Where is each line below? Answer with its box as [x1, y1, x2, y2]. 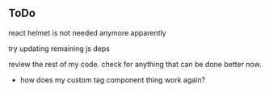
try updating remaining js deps [8, 44, 111, 53]
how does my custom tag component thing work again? [19, 74, 206, 84]
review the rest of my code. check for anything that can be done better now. [8, 59, 262, 69]
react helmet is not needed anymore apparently [8, 27, 167, 37]
